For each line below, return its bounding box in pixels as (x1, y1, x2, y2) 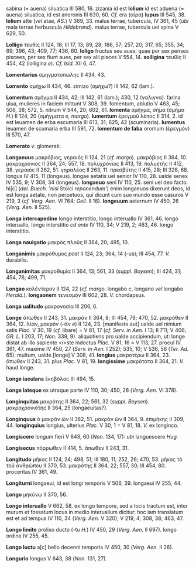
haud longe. (6, 364, 35, 371)
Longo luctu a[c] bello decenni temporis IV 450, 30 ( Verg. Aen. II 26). (6, 544, 174, 550)
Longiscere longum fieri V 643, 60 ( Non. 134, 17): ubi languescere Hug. (6, 433, 178, 440)
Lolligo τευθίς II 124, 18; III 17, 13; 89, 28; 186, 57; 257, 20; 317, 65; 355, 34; (6, 41, 185, 48)
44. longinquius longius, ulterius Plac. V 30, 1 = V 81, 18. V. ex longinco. (6, 422, 179, 429)
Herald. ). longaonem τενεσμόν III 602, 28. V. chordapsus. (6, 292, 146, 298)
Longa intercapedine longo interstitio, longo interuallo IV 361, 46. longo (6, 215, 178, 222)
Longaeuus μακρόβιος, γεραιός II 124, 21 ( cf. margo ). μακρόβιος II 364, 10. (6, 154, 188, 160)
